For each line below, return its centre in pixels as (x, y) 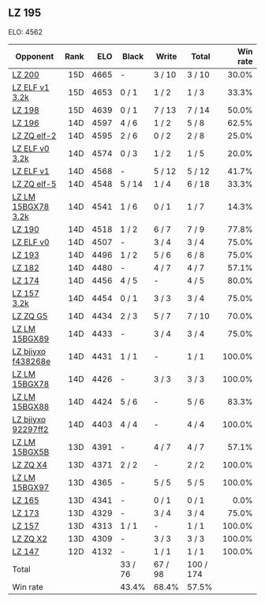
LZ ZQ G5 (30, 316)
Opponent (35, 56)
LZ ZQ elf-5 (34, 184)
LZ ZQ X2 (30, 538)
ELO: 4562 (26, 32)
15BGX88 (31, 407)
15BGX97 (31, 487)
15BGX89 (31, 338)
